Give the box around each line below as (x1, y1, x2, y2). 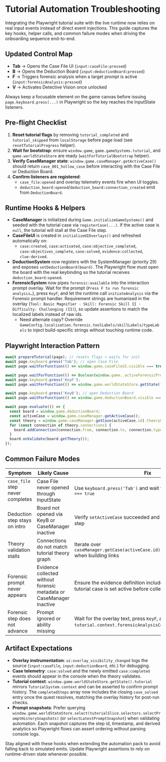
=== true (74, 491, 95, 496)
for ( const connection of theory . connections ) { (9, 423, 112, 428)
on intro (7, 523, 26, 530)
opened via (37, 510, 63, 517)
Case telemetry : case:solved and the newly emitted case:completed (12, 668, 150, 673)
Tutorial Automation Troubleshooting (5, 3, 161, 15)
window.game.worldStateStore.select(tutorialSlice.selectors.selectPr (12, 711, 161, 716)
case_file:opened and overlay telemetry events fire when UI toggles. (19, 179, 160, 185)
